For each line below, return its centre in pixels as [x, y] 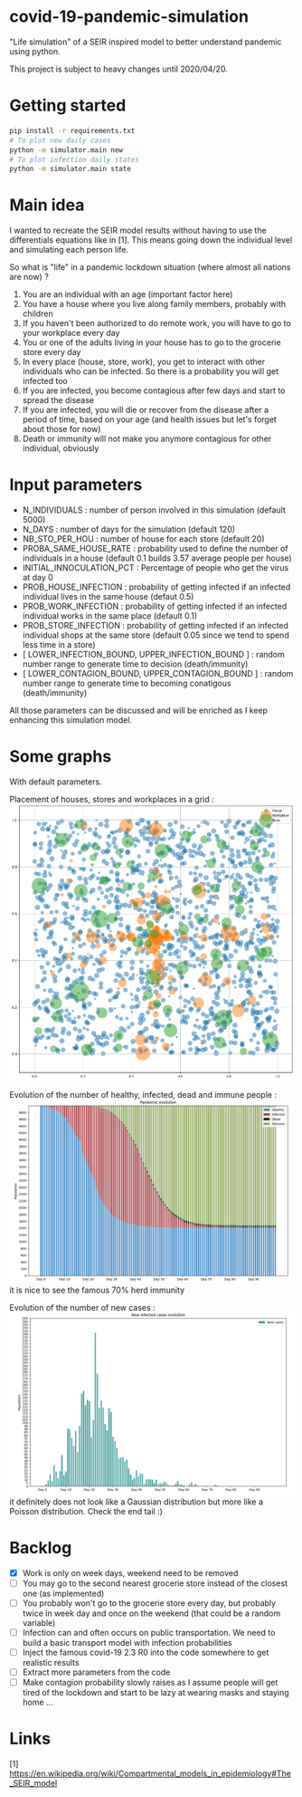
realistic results [51, 1662]
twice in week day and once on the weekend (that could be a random [151, 1613]
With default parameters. [56, 782]
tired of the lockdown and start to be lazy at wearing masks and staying [156, 1692]
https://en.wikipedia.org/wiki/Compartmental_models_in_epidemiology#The [151, 1773]
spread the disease [58, 400]
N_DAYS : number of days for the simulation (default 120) [129, 529]
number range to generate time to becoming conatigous [127, 683]
